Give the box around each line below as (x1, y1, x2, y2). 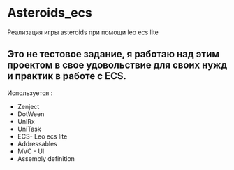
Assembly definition (17, 154, 75, 162)
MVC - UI (17, 147, 45, 155)
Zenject (17, 102, 40, 111)
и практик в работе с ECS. (7, 70, 127, 82)
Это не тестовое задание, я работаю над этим (7, 48, 220, 60)
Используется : (7, 89, 53, 97)
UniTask (17, 125, 41, 133)
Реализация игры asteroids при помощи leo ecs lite (7, 28, 159, 36)
